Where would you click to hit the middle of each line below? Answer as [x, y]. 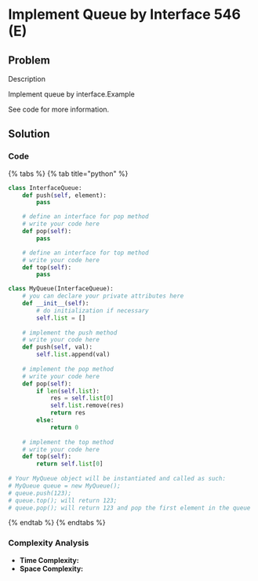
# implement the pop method [68, 369]
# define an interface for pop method [85, 217]
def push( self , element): [65, 195]
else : [45, 420]
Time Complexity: [49, 560]
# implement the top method [68, 442]
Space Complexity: [51, 568]
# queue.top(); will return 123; [63, 500]
